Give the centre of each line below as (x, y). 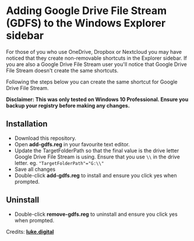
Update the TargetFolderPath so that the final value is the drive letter (97, 150)
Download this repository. (45, 138)
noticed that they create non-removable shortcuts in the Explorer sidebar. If (97, 58)
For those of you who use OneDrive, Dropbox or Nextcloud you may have (94, 51)
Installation (27, 124)
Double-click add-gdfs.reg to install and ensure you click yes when (96, 175)
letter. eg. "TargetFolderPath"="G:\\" (59, 163)
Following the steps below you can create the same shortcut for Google (92, 82)
